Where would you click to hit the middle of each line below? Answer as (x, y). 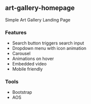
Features (16, 32)
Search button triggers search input (48, 43)
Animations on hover (33, 59)
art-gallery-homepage (40, 8)
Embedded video (29, 64)
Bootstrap (22, 92)
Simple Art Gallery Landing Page (38, 20)
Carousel (21, 54)
